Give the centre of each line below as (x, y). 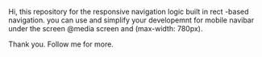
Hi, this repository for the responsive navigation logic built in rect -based (129, 12)
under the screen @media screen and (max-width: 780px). (106, 28)
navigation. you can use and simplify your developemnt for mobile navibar (131, 20)
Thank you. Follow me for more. (61, 44)
